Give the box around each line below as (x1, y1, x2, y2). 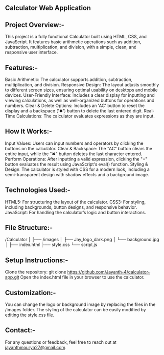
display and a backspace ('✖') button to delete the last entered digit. (5, 108, 143, 114)
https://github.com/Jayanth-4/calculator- (67, 269, 150, 275)
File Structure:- (5, 223, 53, 232)
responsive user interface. (5, 49, 58, 55)
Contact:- (5, 326, 36, 334)
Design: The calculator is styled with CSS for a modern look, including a (5, 166, 150, 172)
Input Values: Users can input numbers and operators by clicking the (5, 140, 143, 146)
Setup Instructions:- (5, 256, 69, 264)
